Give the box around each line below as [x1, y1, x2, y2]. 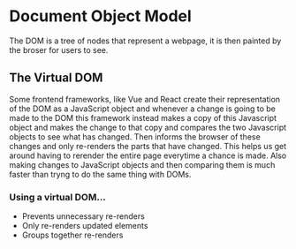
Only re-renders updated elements [21, 221, 148, 231]
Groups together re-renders [21, 230, 124, 240]
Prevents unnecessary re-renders [21, 211, 146, 222]
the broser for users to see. [9, 44, 109, 55]
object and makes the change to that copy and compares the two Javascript [9, 122, 287, 132]
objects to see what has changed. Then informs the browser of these [9, 131, 261, 142]
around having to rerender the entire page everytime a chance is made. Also [9, 150, 287, 161]
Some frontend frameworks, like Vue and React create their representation [9, 94, 281, 104]
